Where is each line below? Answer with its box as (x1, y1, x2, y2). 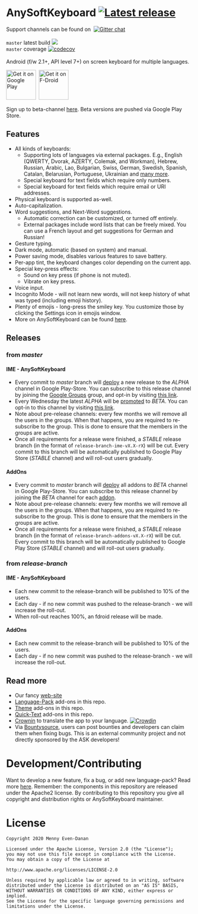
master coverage (6, 45, 47, 52)
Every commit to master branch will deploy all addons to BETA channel (14, 481, 188, 489)
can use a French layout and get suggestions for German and (23, 227, 174, 234)
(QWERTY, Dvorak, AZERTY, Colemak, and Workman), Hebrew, (23, 158, 178, 165)
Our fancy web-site (14, 691, 62, 699)
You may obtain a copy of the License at (6, 857, 110, 863)
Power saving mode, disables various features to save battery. (14, 252, 167, 259)
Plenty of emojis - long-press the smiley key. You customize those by (14, 303, 184, 310)
